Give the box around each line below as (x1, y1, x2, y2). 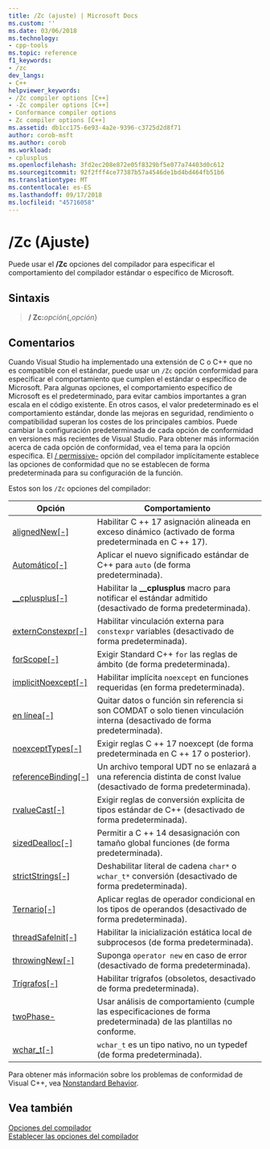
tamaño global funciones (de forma (96, 837, 231, 849)
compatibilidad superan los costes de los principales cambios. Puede (8, 417, 238, 426)
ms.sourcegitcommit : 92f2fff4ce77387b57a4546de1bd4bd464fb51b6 (8, 169, 225, 177)
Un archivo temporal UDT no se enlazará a (96, 761, 257, 772)
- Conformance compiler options (8, 109, 117, 117)
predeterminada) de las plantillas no (96, 1017, 233, 1028)
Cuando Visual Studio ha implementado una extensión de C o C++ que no (8, 357, 253, 367)
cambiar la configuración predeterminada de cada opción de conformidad (8, 426, 254, 435)
